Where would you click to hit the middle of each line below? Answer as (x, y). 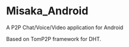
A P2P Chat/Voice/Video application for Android (65, 27)
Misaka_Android (47, 11)
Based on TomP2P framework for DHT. (54, 39)
